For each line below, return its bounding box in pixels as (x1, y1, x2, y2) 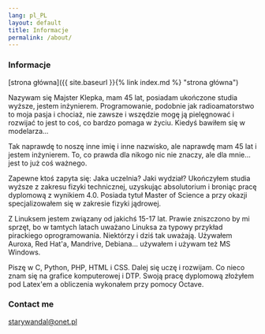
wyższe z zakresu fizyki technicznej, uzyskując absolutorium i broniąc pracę (8, 182, 258, 191)
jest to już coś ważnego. (8, 158, 88, 168)
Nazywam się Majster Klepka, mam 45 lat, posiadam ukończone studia (8, 92, 238, 102)
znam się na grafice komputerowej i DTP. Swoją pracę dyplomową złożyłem (8, 271, 255, 280)
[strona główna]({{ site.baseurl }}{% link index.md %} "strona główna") (8, 77, 239, 87)
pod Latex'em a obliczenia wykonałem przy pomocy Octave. (8, 279, 204, 288)
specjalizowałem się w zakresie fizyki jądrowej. (8, 199, 162, 208)
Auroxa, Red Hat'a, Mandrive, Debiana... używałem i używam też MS (8, 239, 231, 248)
